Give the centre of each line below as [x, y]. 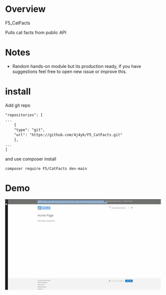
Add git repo [18, 105]
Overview [25, 9]
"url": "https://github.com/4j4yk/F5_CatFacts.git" [68, 135]
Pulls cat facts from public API [36, 32]
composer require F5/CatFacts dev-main [46, 169]
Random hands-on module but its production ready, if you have [77, 66]
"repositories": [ [24, 115]
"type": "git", [30, 130]
